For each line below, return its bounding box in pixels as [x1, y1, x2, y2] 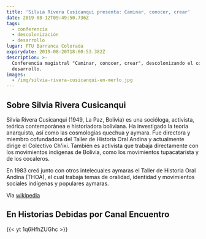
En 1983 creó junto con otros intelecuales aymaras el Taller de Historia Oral [6, 166, 196, 174]
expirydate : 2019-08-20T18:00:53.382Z [6, 49, 105, 55]
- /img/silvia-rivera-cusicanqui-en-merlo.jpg [12, 77, 133, 83]
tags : [6, 20, 20, 26]
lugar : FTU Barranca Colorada [6, 43, 84, 50]
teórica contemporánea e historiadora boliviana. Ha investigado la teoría [6, 122, 189, 130]
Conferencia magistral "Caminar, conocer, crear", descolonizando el [12, 60, 193, 66]
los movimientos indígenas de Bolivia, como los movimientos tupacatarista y [6, 148, 199, 156]
